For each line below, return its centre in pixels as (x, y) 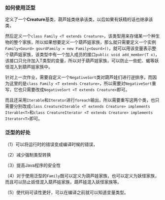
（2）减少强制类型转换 (28, 155)
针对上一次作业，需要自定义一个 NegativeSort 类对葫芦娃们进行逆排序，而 (79, 77)
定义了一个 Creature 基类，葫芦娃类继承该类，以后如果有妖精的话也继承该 (79, 19)
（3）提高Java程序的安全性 (33, 165)
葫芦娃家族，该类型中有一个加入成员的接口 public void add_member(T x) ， (84, 55)
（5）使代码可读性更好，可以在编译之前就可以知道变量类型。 (67, 192)
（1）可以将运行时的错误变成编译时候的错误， (51, 144)
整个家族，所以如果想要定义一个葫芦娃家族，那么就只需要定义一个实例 (85, 42)
